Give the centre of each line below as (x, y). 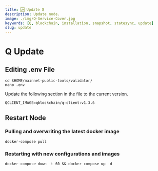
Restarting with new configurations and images (62, 154)
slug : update (18, 28)
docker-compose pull (26, 141)
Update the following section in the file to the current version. (67, 94)
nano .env (15, 85)
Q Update (25, 52)
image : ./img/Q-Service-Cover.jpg (40, 18)
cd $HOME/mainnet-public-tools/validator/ (49, 81)
